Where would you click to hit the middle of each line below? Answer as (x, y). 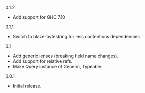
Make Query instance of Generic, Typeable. (57, 67)
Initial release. (27, 86)
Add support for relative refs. (42, 61)
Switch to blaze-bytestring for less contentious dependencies (76, 36)
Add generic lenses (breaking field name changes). (65, 56)
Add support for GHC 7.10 (39, 17)
